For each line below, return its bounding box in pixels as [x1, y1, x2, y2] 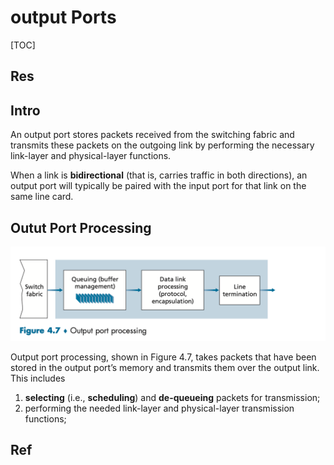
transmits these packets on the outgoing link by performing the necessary [10, 139, 315, 151]
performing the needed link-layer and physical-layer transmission [24, 402, 295, 414]
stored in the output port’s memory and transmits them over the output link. [10, 361, 320, 373]
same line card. [10, 191, 74, 203]
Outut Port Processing [10, 219, 152, 236]
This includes [10, 372, 66, 384]
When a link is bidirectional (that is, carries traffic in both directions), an [10, 169, 308, 181]
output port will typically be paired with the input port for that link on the [10, 180, 307, 192]
